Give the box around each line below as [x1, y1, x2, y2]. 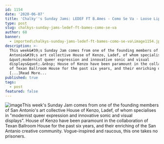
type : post [5, 21, 27, 26]
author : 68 [5, 30, 27, 35]
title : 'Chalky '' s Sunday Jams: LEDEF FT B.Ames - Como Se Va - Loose [5, 16, 152, 21]
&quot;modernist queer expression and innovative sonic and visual [9, 57, 150, 62]
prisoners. [5, 133, 26, 139]
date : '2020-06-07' [5, 12, 45, 17]
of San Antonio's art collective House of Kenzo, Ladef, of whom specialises [5, 107, 156, 113]
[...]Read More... [9, 71, 47, 76]
